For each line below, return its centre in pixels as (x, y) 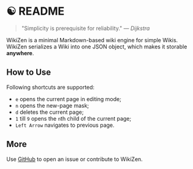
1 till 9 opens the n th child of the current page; (73, 118)
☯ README (36, 11)
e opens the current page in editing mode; (68, 99)
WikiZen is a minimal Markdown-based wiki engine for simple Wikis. (92, 40)
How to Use (29, 73)
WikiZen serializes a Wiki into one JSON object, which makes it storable (97, 47)
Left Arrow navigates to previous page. (65, 125)
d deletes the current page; (49, 112)
